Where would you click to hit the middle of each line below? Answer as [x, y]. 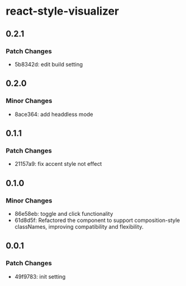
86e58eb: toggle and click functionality [64, 213]
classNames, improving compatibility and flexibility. [79, 226]
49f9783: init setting [40, 276]
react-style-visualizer [63, 11]
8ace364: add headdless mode [54, 114]
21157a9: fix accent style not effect [58, 164]
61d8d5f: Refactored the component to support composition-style [97, 220]
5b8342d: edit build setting [48, 64]
